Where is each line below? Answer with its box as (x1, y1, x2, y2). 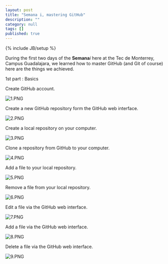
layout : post (5, 7, 33, 13)
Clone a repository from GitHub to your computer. (5, 145, 110, 151)
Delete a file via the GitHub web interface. (5, 244, 93, 250)
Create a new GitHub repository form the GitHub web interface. (5, 105, 139, 111)
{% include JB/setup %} (5, 45, 56, 51)
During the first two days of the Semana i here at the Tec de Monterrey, (5, 55, 155, 61)
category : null (5, 21, 38, 27)
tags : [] (5, 27, 24, 32)
